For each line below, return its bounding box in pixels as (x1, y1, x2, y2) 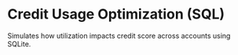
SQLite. (7, 39, 31, 48)
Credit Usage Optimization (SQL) (7, 5, 225, 23)
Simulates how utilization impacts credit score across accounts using (7, 31, 231, 40)
